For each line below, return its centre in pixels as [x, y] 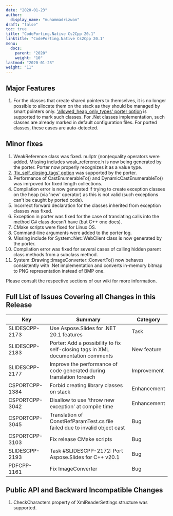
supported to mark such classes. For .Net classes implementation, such [89, 117]
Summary [88, 319]
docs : [16, 48]
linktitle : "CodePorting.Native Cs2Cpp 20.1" [55, 39]
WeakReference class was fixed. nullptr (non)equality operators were [86, 156]
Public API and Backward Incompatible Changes [84, 490]
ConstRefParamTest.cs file [81, 421]
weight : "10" [29, 58]
